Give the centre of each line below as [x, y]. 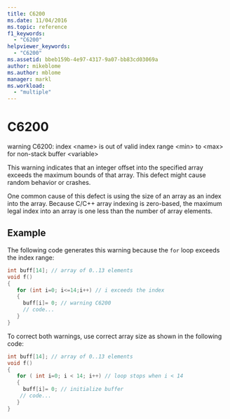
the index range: [31, 257]
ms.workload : [26, 86]
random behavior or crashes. [49, 183]
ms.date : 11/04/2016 [38, 20]
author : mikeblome [34, 66]
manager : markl [29, 79]
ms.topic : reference [38, 27]
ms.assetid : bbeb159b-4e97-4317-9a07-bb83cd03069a [83, 60]
